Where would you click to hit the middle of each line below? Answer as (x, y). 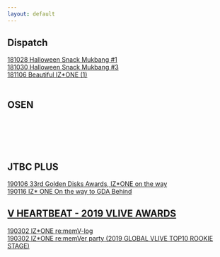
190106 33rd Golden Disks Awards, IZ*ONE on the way (87, 184)
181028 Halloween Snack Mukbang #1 (63, 60)
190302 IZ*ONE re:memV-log (50, 231)
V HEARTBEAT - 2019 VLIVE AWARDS (92, 214)
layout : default (31, 14)
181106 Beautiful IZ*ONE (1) (47, 75)
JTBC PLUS (33, 166)
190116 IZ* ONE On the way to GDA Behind (70, 192)
